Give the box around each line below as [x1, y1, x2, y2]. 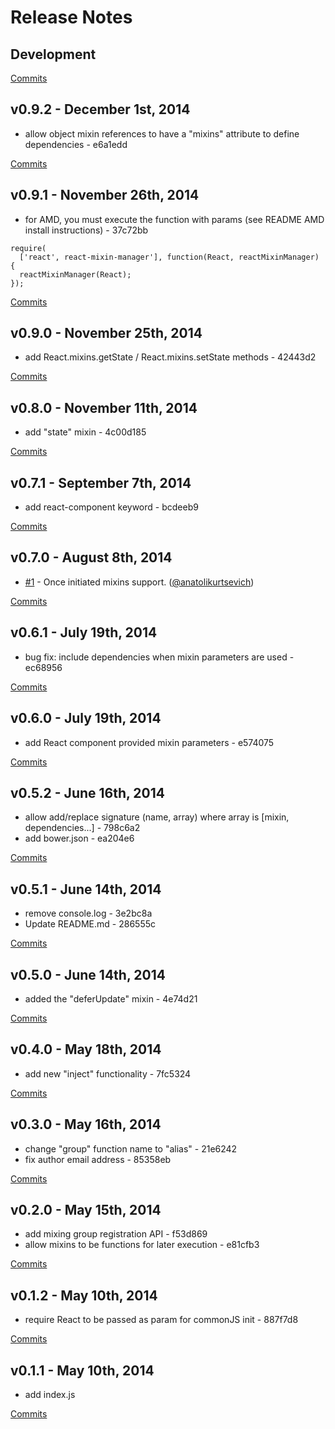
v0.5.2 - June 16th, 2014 [10, 784, 166, 801]
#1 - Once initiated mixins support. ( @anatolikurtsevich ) [24, 576, 255, 588]
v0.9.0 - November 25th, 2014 [10, 325, 203, 342]
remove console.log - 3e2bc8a [24, 907, 153, 920]
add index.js [24, 1389, 76, 1400]
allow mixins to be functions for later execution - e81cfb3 [24, 1239, 260, 1251]
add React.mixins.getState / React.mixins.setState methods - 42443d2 [24, 351, 317, 363]
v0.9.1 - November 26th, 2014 [10, 187, 200, 204]
